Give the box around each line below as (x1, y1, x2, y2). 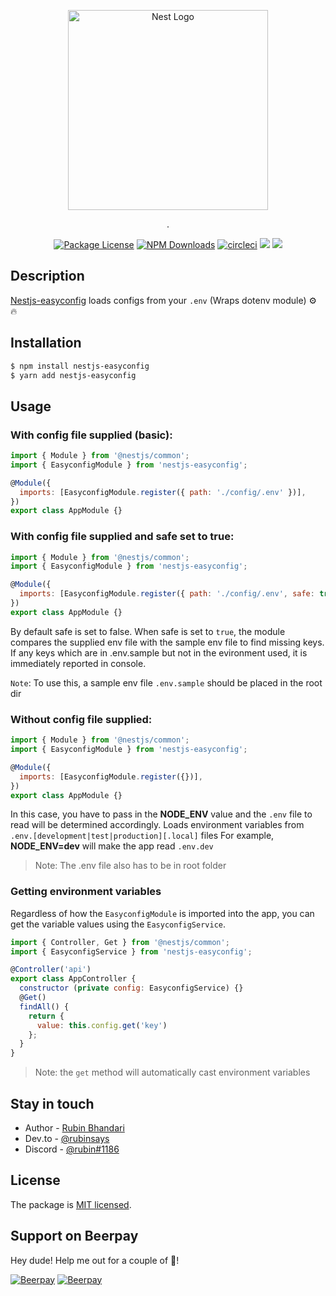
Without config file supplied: (10, 712, 153, 726)
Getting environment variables (10, 885, 162, 899)
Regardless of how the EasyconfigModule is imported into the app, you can (10, 907, 315, 919)
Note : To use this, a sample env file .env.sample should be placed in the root (10, 676, 323, 689)
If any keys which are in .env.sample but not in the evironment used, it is (10, 646, 308, 659)
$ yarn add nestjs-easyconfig (10, 370, 137, 380)
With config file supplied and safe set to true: (10, 530, 235, 544)
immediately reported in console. (10, 657, 147, 669)
